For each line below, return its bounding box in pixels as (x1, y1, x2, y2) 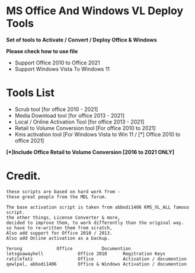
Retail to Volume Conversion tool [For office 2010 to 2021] (14, 124, 156, 131)
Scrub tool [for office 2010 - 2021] (14, 105, 98, 113)
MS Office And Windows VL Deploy (6, 4, 184, 18)
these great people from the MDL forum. (6, 194, 108, 200)
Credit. (6, 170, 41, 183)
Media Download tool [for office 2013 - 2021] (14, 112, 125, 119)
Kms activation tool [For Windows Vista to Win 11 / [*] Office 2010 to (14, 131, 181, 138)
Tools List (6, 86, 55, 100)
